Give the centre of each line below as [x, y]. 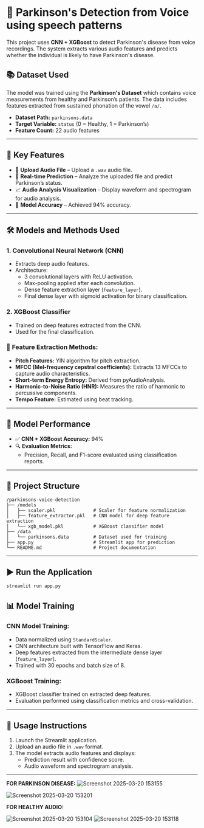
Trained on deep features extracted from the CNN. [78, 325]
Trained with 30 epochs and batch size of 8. [70, 665]
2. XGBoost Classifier [39, 312]
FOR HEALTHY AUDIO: [35, 807]
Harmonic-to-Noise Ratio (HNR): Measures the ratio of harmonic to [100, 386]
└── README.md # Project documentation [81, 548]
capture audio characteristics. [53, 373]
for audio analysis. [38, 198]
